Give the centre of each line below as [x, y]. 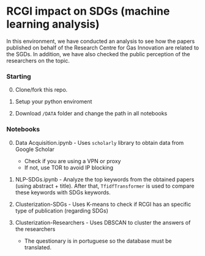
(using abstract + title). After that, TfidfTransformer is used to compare [105, 186]
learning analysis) [53, 24]
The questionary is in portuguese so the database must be [98, 241]
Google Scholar [35, 149]
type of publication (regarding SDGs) [62, 210]
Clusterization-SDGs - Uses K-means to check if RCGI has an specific [103, 204]
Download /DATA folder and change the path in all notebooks [91, 114]
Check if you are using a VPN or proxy [73, 161]
